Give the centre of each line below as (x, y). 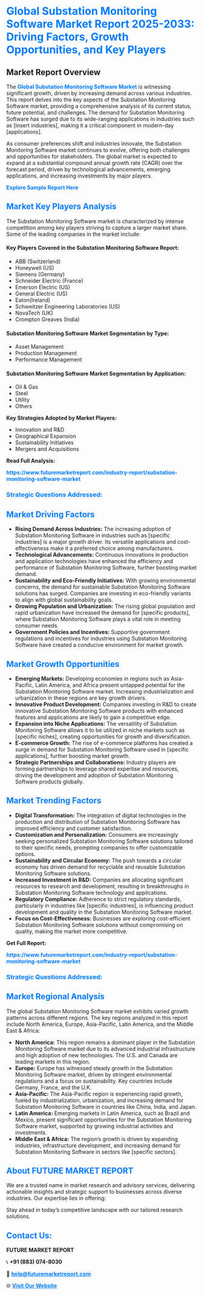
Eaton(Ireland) (33, 300)
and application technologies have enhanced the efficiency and (94, 561)
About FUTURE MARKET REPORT (70, 1170)
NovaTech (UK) (34, 313)
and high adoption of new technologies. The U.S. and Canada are (96, 1055)
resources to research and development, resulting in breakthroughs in (102, 886)
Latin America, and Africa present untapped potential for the (110, 685)
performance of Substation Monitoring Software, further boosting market (106, 567)
